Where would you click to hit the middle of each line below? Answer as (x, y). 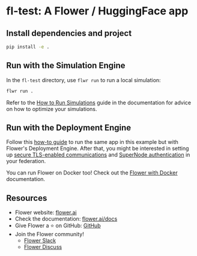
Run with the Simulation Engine (66, 66)
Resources (27, 198)
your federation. (26, 161)
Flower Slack (40, 240)
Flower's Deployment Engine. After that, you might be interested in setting (98, 149)
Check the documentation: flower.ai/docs (66, 219)
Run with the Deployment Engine (69, 127)
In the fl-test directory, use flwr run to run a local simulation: (83, 80)
